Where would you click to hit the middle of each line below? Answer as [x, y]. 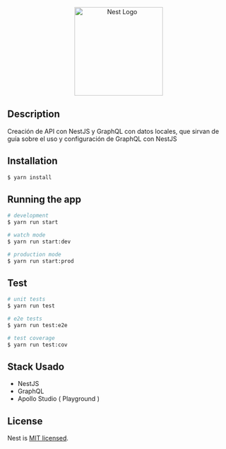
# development [28, 216]
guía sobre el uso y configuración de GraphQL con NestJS [92, 139]
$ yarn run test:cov [38, 345]
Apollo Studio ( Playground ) [59, 399]
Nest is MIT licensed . [38, 438]
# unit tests [26, 300]
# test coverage [31, 338]
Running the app [44, 199]
